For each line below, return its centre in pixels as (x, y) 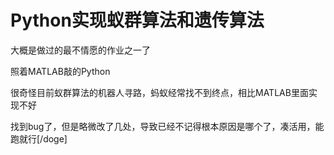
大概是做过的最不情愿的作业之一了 (80, 50)
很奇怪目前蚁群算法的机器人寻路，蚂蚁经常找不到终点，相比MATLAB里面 (159, 92)
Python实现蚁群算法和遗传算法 (137, 20)
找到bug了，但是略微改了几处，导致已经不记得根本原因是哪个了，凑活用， (163, 126)
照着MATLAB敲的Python (60, 71)
